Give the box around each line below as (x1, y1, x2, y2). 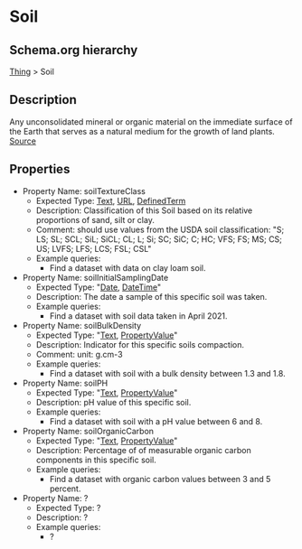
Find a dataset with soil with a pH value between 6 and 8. (49, 415, 263, 426)
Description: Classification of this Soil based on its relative (35, 205, 253, 216)
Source (9, 135, 36, 146)
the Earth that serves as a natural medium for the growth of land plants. (9, 126, 276, 136)
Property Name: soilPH (22, 377, 109, 388)
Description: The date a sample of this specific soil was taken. (35, 291, 268, 302)
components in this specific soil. (35, 454, 156, 465)
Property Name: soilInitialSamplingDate (22, 272, 169, 283)
